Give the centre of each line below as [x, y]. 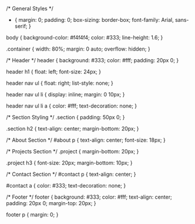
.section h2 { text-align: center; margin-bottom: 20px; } [73, 128]
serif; [21, 26]
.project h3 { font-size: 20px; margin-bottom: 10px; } [69, 163]
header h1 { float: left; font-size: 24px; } [54, 72]
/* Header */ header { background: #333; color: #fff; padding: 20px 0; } [93, 60]
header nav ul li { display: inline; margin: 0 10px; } [65, 94]
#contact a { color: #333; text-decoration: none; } [66, 185]
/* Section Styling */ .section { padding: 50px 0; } [65, 117]
